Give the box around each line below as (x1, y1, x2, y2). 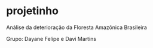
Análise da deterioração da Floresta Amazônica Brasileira (6, 24, 148, 31)
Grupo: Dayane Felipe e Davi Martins (6, 35, 97, 42)
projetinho (6, 4, 59, 18)
